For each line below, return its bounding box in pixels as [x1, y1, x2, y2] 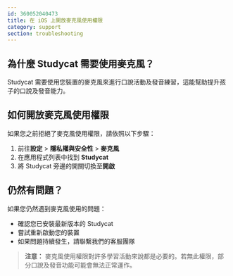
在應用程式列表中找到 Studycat [17, 153, 109, 161]
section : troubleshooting [7, 30, 83, 37]
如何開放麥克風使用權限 [7, 109, 109, 121]
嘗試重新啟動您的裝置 [17, 228, 80, 237]
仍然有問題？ [7, 184, 63, 196]
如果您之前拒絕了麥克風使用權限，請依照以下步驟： [7, 129, 156, 137]
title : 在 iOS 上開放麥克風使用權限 [7, 17, 103, 24]
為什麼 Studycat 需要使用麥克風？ [7, 58, 155, 70]
